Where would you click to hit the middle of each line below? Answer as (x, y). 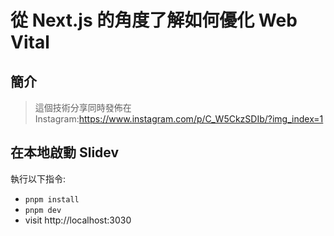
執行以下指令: (38, 178)
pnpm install (52, 199)
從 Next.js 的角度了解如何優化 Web (154, 20)
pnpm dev (43, 210)
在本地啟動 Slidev (65, 152)
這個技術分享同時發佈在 (83, 107)
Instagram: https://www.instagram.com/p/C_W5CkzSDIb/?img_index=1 (179, 119)
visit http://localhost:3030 (78, 220)
